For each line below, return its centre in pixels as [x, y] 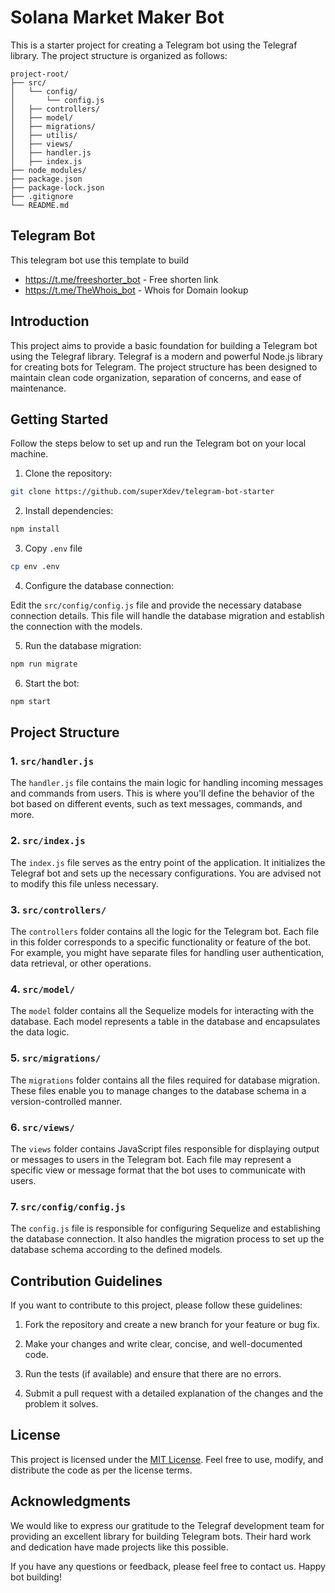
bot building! [36, 1577]
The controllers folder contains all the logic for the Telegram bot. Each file [165, 932]
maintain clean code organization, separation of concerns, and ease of [156, 377]
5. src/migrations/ [56, 1058]
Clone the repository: [68, 473]
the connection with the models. [76, 626]
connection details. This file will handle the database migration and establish [167, 615]
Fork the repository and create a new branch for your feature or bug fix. [172, 1325]
